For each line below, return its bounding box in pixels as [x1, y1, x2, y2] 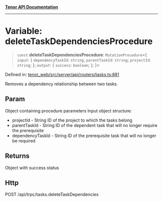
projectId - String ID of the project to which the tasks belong [12, 117, 132, 123]
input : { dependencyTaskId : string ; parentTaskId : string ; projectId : [16, 57, 151, 62]
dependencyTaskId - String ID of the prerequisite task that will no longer [12, 133, 157, 139]
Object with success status [5, 165, 59, 171]
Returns [5, 152, 30, 160]
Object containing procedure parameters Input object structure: [5, 108, 132, 113]
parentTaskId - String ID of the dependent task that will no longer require [12, 122, 158, 128]
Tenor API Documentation [5, 4, 58, 10]
